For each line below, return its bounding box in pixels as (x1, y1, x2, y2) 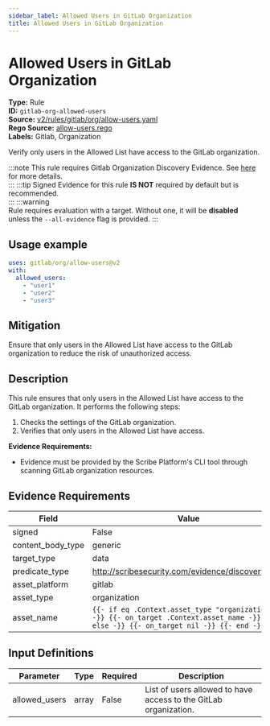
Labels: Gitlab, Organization (8, 132, 101, 142)
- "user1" (22, 281, 56, 290)
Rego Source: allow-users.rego (8, 123, 112, 133)
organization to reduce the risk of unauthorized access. (8, 349, 192, 358)
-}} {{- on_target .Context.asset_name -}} (92, 613, 261, 622)
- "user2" (22, 289, 56, 297)
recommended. (8, 188, 59, 198)
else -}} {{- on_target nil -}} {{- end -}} (92, 621, 265, 630)
